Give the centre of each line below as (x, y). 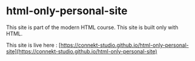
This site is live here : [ (33, 45)
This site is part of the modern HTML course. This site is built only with (92, 27)
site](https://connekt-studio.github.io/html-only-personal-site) (82, 51)
